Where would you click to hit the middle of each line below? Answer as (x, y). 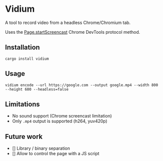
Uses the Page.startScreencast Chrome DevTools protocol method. (73, 32)
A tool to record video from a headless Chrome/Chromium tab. (68, 23)
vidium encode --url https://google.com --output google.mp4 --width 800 (82, 85)
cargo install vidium (27, 59)
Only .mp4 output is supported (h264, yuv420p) (60, 121)
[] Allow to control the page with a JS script (56, 154)
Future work (24, 136)
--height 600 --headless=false (37, 89)
